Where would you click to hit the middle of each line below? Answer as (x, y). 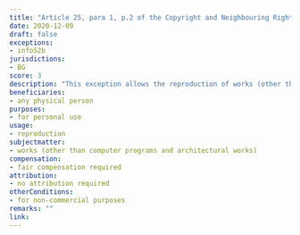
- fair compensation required (66, 167)
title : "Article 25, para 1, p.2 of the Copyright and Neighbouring (139, 17)
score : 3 (25, 76)
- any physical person (51, 101)
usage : (21, 126)
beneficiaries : (37, 92)
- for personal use (46, 117)
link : (19, 217)
